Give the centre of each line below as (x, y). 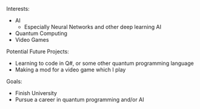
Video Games (32, 40)
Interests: (18, 9)
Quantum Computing (41, 33)
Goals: (14, 81)
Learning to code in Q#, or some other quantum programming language (104, 63)
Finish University (36, 93)
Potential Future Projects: (38, 51)
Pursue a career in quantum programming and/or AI (79, 100)
